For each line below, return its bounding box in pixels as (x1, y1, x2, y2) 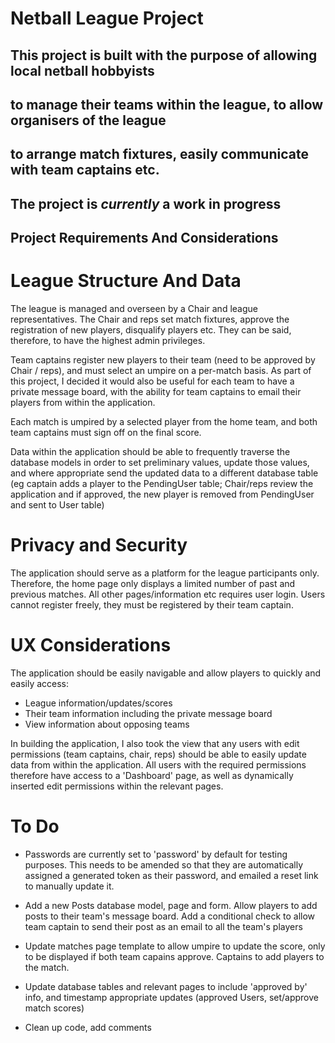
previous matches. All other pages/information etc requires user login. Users (10, 588, 326, 601)
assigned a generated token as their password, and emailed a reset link (24, 869, 319, 881)
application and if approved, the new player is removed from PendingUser (10, 488, 315, 501)
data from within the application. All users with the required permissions (10, 758, 307, 771)
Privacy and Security (10, 534, 188, 557)
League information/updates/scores (24, 697, 173, 709)
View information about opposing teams (24, 718, 190, 730)
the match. (24, 961, 70, 973)
